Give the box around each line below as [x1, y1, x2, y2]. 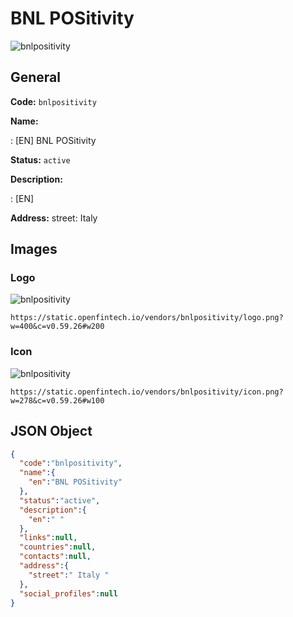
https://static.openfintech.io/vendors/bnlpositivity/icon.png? [10, 387, 284, 397]
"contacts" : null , [19, 552, 92, 562]
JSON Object [10, 423, 93, 440]
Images [10, 241, 58, 258]
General [10, 69, 62, 86]
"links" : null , [19, 533, 78, 543]
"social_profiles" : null [19, 588, 118, 599]
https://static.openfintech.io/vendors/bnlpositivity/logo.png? [10, 313, 284, 323]
